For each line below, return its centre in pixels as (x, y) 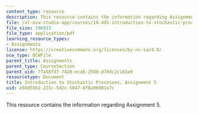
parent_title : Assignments (39, 61)
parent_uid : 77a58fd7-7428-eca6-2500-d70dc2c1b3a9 (70, 72)
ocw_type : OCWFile (29, 55)
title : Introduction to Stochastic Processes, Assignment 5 (82, 83)
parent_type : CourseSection (41, 66)
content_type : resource (35, 11)
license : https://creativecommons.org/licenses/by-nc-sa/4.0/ (84, 50)
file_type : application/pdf (41, 33)
